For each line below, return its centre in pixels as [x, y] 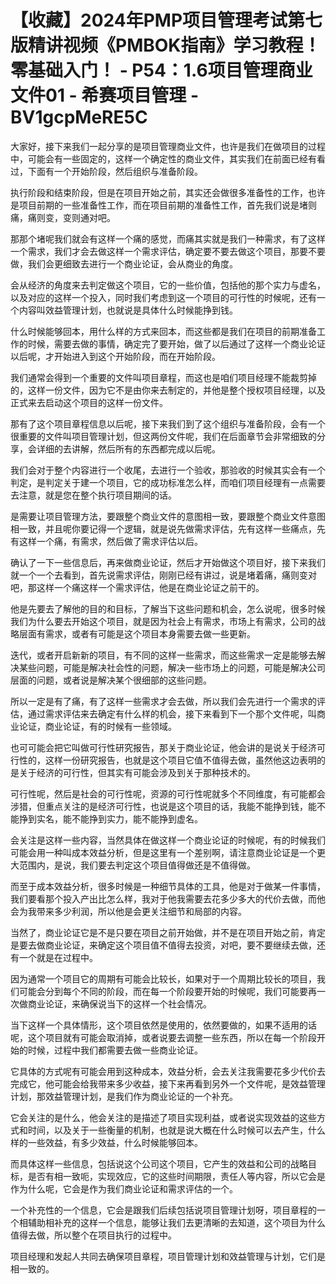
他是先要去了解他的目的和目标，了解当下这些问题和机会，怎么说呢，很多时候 [168, 608]
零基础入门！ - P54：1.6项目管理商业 [161, 70]
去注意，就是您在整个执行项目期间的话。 [93, 495]
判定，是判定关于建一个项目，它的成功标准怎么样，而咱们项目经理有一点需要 [168, 482]
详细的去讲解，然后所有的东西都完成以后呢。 [128, 448]
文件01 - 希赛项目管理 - [105, 95]
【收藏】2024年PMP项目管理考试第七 [166, 20]
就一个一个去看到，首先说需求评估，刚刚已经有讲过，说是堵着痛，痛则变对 [163, 575]
